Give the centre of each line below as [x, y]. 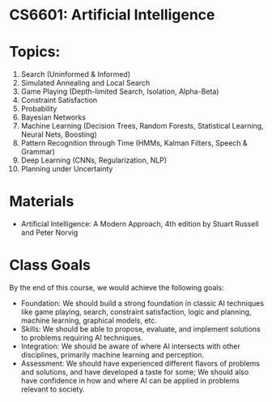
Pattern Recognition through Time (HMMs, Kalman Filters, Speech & [134, 143]
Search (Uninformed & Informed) [75, 74]
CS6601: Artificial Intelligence [112, 15]
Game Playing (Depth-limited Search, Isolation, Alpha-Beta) [120, 91]
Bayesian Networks [53, 117]
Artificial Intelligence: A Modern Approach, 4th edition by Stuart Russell [140, 224]
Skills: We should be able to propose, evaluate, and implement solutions [141, 329]
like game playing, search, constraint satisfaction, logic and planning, [136, 312]
